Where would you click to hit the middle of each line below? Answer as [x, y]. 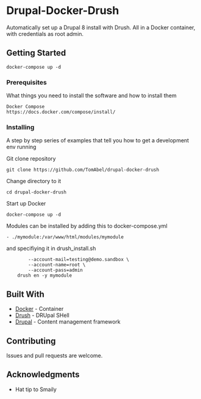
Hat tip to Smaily [36, 389]
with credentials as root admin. [45, 33]
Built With [25, 294]
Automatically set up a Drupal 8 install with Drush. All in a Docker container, [101, 27]
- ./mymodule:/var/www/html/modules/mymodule [65, 237]
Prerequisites [26, 82]
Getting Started [36, 53]
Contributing [31, 341]
